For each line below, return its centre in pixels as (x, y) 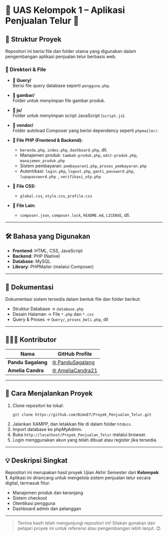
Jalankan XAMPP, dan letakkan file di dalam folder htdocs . (72, 424)
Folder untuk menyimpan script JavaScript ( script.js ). (69, 116)
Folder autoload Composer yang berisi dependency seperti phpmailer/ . (85, 131)
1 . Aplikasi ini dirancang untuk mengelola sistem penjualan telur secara (78, 478)
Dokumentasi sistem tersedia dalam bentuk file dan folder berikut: (73, 299)
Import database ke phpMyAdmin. (47, 430)
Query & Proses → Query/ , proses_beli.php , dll (60, 319)
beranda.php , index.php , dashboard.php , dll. (64, 150)
